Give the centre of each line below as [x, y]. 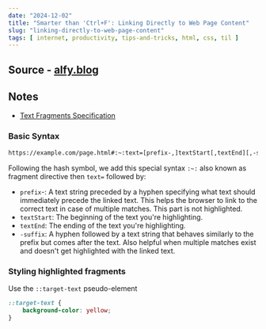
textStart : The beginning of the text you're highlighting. [111, 217]
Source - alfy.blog [53, 69]
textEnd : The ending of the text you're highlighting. [103, 225]
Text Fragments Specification [68, 116]
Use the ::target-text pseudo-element [73, 288]
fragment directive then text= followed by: [77, 176]
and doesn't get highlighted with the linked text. [97, 251]
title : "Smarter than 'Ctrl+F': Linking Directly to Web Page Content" [129, 23]
